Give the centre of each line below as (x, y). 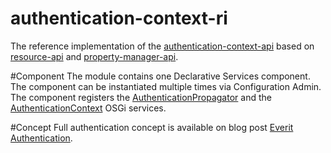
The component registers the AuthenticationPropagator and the (141, 97)
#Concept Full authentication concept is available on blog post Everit (152, 127)
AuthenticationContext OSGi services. (88, 108)
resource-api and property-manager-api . (94, 56)
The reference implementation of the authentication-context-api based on (162, 46)
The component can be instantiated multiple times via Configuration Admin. (166, 86)
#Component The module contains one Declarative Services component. (160, 76)
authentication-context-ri (119, 18)
